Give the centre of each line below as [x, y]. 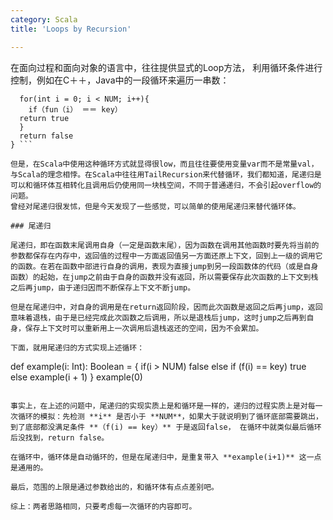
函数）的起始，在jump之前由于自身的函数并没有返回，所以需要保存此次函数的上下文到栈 [164, 277]
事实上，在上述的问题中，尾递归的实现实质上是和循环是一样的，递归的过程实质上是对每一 [166, 406]
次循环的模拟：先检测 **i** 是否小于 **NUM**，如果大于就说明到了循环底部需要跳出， [166, 416]
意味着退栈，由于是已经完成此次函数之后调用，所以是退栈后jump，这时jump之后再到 [158, 317]
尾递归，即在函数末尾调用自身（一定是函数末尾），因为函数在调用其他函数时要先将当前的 [165, 245]
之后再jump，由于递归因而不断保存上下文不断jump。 [103, 287]
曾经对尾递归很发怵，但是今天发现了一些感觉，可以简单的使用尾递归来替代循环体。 [155, 206]
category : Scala [44, 19]
